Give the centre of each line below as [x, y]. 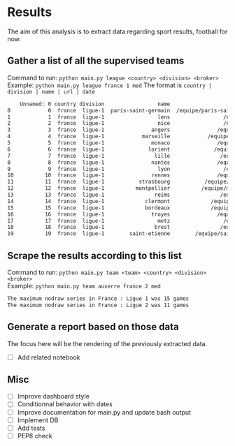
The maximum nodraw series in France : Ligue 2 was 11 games [98, 305]
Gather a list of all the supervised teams [96, 61]
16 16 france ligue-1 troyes [89, 214]
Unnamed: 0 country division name [95, 104]
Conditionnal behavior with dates [65, 404]
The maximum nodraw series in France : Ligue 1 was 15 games [98, 298]
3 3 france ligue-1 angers [89, 130]
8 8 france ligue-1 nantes [89, 162]
